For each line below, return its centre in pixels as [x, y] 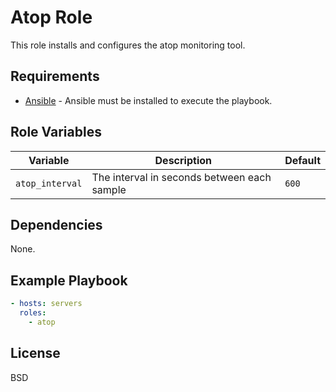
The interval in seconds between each [181, 177]
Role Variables [56, 132]
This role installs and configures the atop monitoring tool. [128, 45]
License [35, 353]
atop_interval [49, 183]
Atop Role [51, 17]
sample [109, 189]
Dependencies [56, 224]
